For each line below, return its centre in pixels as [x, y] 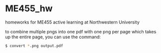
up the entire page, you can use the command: [53, 37]
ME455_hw [29, 9]
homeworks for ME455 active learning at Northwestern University [73, 22]
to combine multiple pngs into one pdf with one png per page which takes [81, 31]
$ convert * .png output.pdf [34, 46]
